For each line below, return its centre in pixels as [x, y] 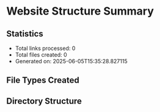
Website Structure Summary [80, 11]
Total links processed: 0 [45, 48]
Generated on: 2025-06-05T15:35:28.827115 [71, 61]
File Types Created [43, 80]
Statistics [25, 34]
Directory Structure [44, 101]
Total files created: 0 [41, 55]
